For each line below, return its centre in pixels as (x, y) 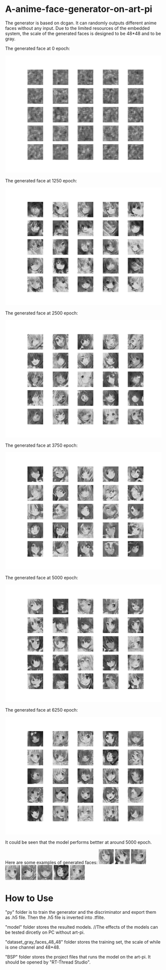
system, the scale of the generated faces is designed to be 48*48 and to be (83, 33)
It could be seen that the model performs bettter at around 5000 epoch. (79, 842)
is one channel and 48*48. (33, 947)
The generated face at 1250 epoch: (41, 180)
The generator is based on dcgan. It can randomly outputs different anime (81, 23)
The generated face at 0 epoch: (38, 48)
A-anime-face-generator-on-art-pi (79, 9)
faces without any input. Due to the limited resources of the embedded (78, 28)
